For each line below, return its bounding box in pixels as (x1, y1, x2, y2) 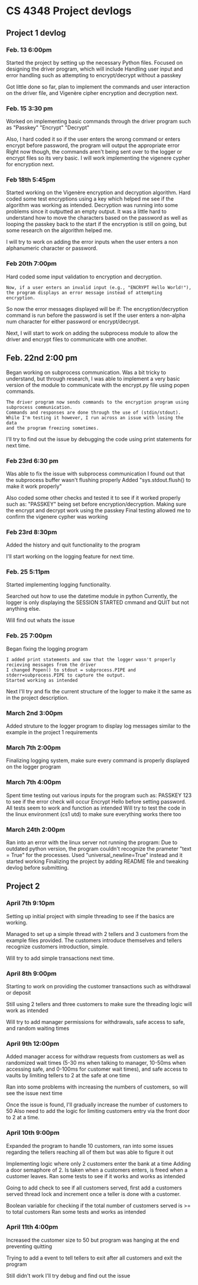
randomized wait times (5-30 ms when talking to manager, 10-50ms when (6, 1059, 186, 1067)
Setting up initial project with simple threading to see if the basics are (6, 912, 174, 919)
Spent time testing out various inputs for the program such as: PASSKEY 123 (6, 791, 192, 799)
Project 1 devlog (6, 28, 66, 38)
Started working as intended (6, 677, 78, 683)
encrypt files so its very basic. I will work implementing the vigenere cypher (6, 154, 190, 161)
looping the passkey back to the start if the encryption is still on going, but (6, 221, 187, 228)
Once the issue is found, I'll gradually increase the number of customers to (6, 1101, 188, 1108)
